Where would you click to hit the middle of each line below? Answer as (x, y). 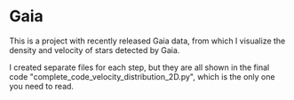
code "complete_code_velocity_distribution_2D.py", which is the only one (142, 76)
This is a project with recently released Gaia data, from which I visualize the (147, 41)
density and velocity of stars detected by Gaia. (95, 50)
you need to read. (41, 86)
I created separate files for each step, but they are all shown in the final (139, 67)
